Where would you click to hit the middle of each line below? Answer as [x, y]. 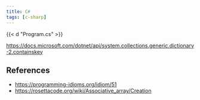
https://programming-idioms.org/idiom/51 [66, 85]
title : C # [19, 12]
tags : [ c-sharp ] [26, 17]
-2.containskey [24, 51]
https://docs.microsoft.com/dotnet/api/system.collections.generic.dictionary [100, 46]
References [28, 70]
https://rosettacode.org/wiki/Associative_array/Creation [83, 91]
